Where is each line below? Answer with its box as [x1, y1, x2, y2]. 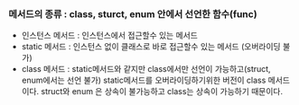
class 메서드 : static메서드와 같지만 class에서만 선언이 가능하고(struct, [21, 64, 272, 74]
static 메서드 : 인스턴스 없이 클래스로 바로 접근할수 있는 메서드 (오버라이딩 [21, 41, 281, 52]
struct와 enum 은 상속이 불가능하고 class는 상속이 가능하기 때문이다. [41, 86, 284, 97]
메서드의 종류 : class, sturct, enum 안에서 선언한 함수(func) [8, 7, 258, 20]
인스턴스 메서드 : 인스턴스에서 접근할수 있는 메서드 [21, 30, 198, 41]
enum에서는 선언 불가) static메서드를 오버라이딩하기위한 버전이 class [21, 74, 266, 86]
